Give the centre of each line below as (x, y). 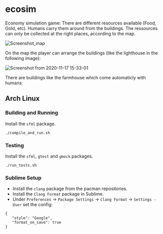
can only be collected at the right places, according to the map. (70, 33)
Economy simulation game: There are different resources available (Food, (81, 23)
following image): (23, 58)
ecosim (21, 9)
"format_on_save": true (36, 223)
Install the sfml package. (30, 124)
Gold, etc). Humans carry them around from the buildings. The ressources (81, 28)
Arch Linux (22, 99)
